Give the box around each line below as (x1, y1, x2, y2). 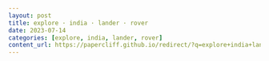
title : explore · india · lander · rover (8, 19, 149, 27)
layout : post (8, 11, 52, 20)
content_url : (8, 41, 52, 49)
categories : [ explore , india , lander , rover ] (8, 33, 163, 42)
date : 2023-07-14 (8, 26, 66, 34)
